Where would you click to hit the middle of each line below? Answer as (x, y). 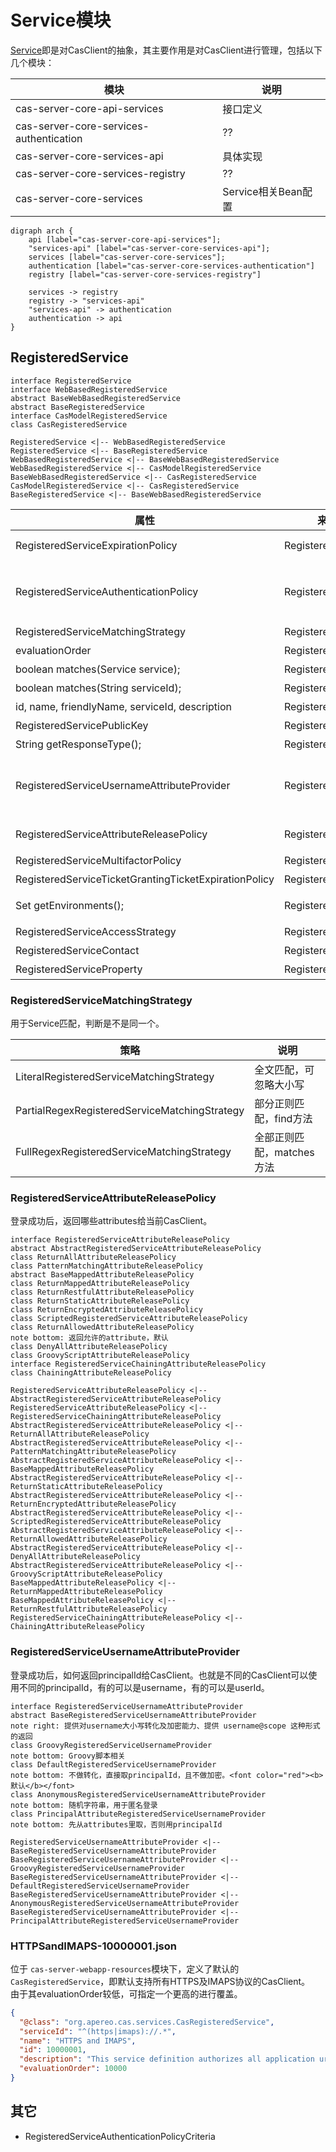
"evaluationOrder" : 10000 (73, 2069)
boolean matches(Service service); (98, 669)
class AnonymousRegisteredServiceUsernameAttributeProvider (138, 1794)
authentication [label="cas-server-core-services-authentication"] (171, 266)
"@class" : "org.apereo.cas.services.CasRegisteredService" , (147, 2022)
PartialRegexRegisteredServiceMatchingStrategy (130, 1111)
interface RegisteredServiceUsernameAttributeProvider (127, 1706)
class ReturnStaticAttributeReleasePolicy (100, 1301)
